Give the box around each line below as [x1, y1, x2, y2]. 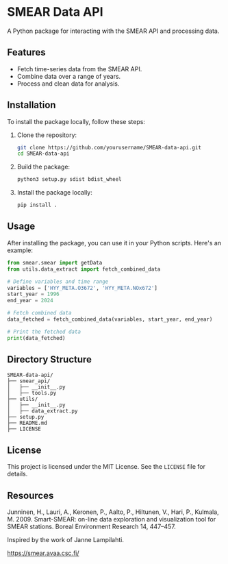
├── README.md [7, 419, 48, 427]
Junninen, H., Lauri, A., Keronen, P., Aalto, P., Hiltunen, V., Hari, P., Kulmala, [7, 508, 219, 516]
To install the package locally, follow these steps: [7, 117, 146, 125]
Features [7, 47, 46, 58]
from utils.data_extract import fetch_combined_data [7, 265, 161, 273]
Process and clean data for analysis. [16, 79, 120, 88]
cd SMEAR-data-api [16, 150, 70, 158]
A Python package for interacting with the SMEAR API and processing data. [7, 27, 220, 35]
